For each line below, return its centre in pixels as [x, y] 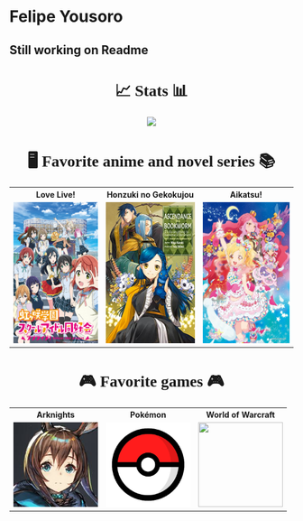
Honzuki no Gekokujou [151, 194]
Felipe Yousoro [66, 17]
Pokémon [148, 415]
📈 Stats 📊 [151, 91]
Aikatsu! [246, 194]
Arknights [55, 415]
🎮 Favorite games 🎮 [151, 381]
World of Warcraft [240, 415]
